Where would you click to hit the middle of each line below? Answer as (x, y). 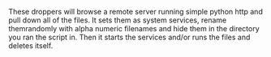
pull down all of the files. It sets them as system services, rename (118, 20)
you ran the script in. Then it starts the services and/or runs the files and (129, 37)
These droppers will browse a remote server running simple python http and (136, 12)
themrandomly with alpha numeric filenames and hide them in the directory (134, 28)
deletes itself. (31, 46)
